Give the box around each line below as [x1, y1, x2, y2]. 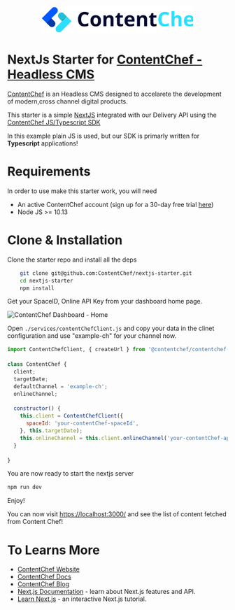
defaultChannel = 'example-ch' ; [13, 383, 108, 390]
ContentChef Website [17, 565, 80, 574]
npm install [20, 285, 55, 292]
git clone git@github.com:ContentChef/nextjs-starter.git [20, 269, 192, 277]
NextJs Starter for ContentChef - [7, 52, 203, 68]
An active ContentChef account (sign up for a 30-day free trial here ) [17, 200, 214, 208]
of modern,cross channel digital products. [7, 97, 128, 106]
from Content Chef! [7, 518, 63, 526]
